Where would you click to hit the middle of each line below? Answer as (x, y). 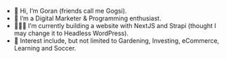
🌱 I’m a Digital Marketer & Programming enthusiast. (87, 18)
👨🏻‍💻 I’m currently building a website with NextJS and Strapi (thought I (115, 26)
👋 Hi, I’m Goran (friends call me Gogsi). (71, 11)
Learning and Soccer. (45, 48)
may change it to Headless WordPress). (71, 33)
